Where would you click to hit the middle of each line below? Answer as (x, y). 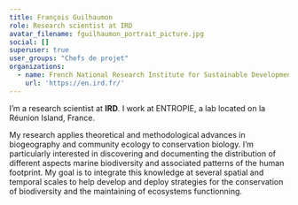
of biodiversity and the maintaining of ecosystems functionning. (125, 191)
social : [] (29, 42)
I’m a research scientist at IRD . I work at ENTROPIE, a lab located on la (137, 108)
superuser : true (39, 50)
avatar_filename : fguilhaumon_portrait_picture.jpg (106, 34)
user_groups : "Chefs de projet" (69, 58)
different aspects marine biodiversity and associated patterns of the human (147, 163)
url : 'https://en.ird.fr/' (75, 83)
